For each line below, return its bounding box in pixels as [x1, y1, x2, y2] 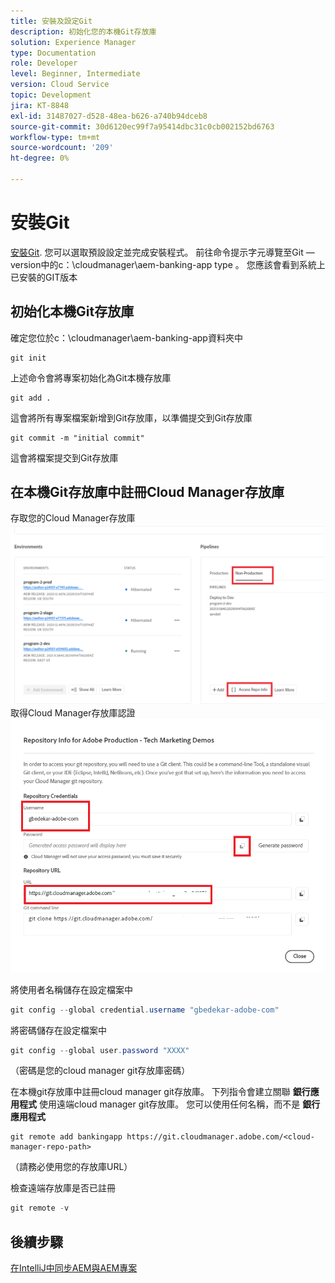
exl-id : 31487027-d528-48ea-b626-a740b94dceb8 [10, 111, 208, 121]
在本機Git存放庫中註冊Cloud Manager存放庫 [10, 484, 285, 501]
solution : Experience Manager [10, 37, 137, 47]
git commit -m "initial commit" [10, 433, 145, 443]
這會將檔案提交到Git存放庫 [10, 451, 119, 464]
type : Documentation [10, 48, 97, 58]
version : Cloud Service [10, 80, 110, 90]
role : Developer [10, 58, 78, 69]
